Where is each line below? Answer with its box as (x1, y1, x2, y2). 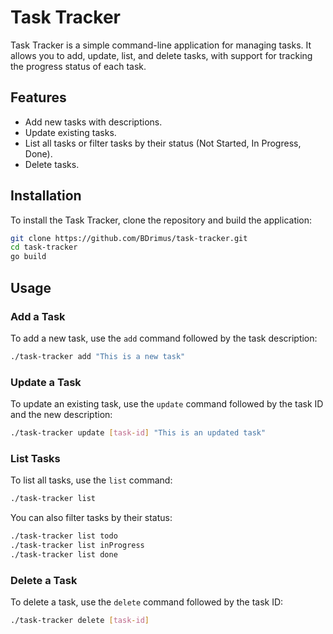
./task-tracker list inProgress (10, 540, 145, 550)
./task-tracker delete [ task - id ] (10, 616, 150, 626)
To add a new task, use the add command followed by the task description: (10, 332, 318, 344)
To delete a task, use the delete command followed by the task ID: (10, 596, 284, 608)
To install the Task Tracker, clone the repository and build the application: (10, 214, 313, 226)
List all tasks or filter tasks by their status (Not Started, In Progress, (24, 137, 302, 149)
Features (10, 89, 67, 106)
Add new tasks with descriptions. (24, 116, 163, 128)
